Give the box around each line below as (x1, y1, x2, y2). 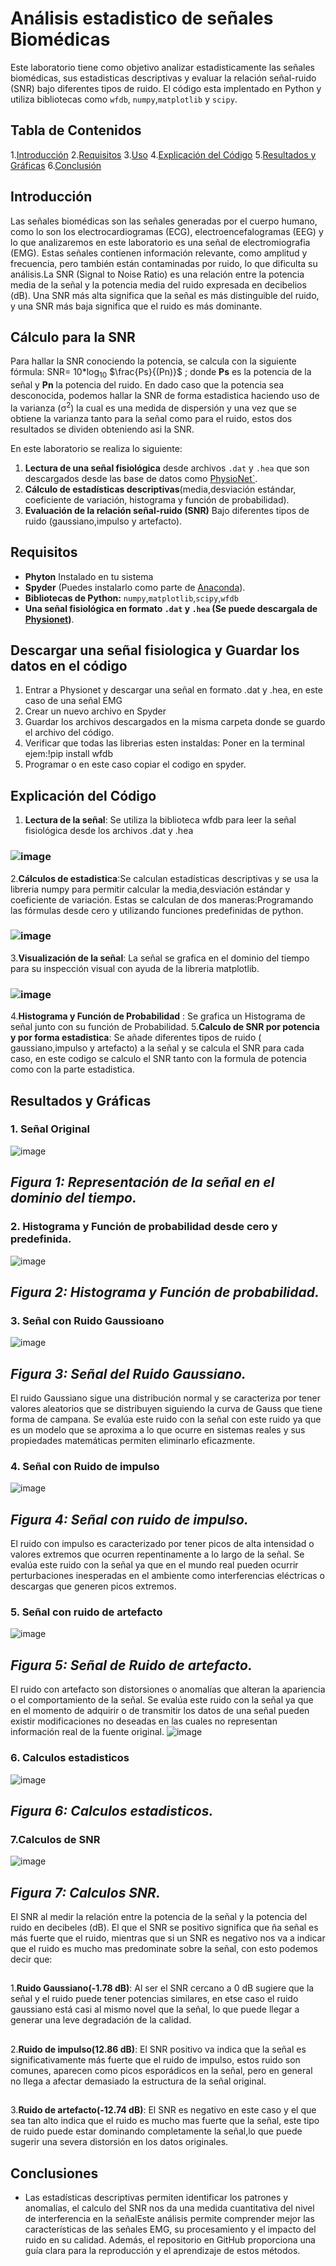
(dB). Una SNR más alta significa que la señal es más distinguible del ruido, (10, 289, 320, 301)
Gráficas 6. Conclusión (10, 159, 102, 171)
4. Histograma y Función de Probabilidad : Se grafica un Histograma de (10, 1010, 306, 1022)
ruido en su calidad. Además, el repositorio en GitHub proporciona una (24, 2234, 316, 2246)
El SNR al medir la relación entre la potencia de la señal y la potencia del (10, 1911, 308, 1923)
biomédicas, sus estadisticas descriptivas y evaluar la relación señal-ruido (10, 72, 317, 84)
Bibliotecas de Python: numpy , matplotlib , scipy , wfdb (24, 592, 239, 604)
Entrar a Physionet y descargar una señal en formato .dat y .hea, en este (24, 684, 323, 696)
